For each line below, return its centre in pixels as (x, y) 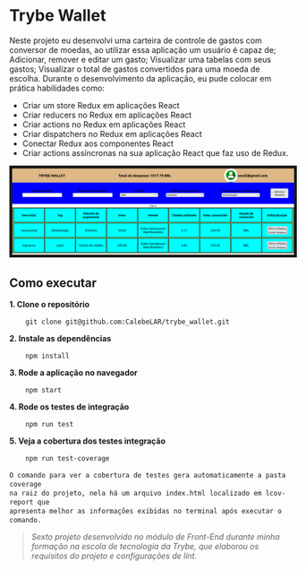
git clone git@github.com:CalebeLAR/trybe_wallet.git (127, 322)
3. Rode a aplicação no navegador (74, 373)
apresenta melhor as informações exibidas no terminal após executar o (145, 512)
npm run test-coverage (68, 459)
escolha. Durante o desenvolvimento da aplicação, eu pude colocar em (140, 78)
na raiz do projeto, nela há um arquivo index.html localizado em (136, 494)
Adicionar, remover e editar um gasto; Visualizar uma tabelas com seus (140, 59)
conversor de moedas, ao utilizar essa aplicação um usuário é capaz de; (143, 49)
